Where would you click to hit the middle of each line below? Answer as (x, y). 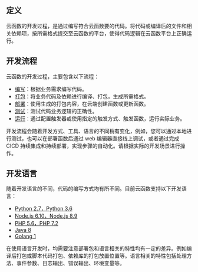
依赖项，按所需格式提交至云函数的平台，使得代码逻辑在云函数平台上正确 (99, 33)
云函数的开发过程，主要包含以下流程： (52, 76)
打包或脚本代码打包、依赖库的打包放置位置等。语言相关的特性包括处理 (101, 256)
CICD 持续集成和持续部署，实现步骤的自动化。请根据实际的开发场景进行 (93, 146)
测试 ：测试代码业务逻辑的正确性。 (56, 111)
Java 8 (23, 230)
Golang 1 (25, 236)
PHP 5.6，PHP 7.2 (37, 224)
